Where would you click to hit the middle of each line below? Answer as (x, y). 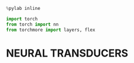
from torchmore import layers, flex (51, 30)
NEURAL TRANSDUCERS (67, 53)
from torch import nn (32, 24)
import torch (22, 19)
